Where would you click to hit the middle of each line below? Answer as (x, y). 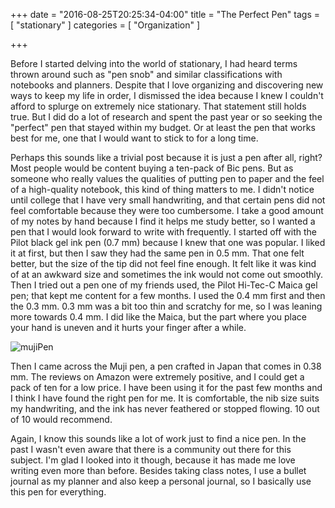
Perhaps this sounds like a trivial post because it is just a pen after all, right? (166, 157)
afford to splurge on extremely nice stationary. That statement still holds (158, 106)
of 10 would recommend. (61, 419)
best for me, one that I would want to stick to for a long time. (134, 138)
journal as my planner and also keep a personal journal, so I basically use (161, 481)
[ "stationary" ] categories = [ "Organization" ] (105, 25)
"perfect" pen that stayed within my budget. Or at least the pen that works (163, 127)
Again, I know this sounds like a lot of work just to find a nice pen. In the (158, 438)
